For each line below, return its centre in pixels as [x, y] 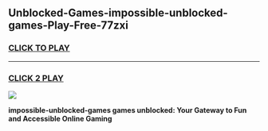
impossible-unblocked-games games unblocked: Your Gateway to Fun [128, 110]
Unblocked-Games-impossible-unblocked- [118, 13]
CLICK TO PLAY [39, 48]
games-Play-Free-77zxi [69, 26]
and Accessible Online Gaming [60, 118]
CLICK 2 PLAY [36, 78]
